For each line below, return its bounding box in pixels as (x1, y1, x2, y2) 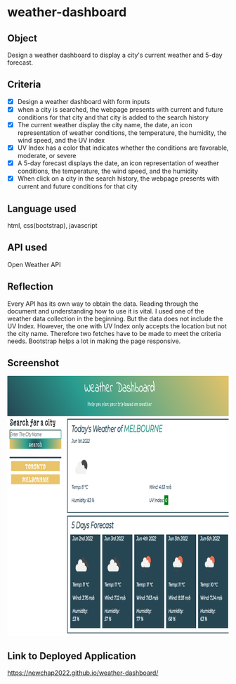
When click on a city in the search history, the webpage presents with (17, 174, 220, 183)
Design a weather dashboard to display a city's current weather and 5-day (7, 51, 223, 59)
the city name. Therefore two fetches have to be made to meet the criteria (7, 329, 221, 337)
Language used (7, 202, 77, 214)
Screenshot (7, 357, 60, 369)
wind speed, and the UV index (17, 136, 105, 144)
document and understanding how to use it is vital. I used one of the (7, 306, 205, 315)
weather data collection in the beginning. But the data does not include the (7, 314, 223, 323)
